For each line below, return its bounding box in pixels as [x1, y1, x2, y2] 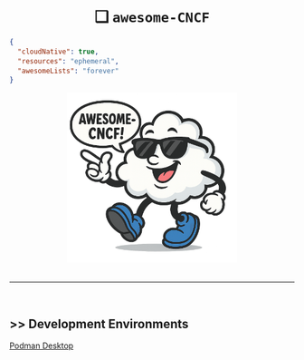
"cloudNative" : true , [17, 47, 100, 56]
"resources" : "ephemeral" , [17, 56, 119, 65]
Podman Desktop [9, 340, 74, 351]
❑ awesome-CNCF [94, 6, 210, 27]
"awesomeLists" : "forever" [17, 66, 119, 75]
